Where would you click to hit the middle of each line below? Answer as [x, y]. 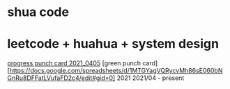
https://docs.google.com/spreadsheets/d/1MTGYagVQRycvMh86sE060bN [116, 71]
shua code [38, 12]
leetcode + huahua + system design [113, 44]
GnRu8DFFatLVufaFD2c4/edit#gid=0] [61, 78]
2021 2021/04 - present [151, 78]
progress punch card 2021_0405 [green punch [74, 63]
